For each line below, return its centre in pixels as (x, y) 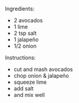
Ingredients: (20, 9)
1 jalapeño (26, 39)
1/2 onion (25, 46)
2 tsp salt (25, 33)
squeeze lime (30, 82)
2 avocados (28, 20)
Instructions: (20, 58)
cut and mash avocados (43, 69)
